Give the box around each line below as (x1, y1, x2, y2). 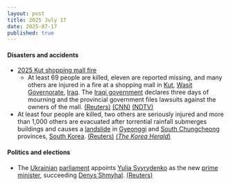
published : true (7, 29, 54, 37)
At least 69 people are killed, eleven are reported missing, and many (27, 73, 223, 82)
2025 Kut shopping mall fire (17, 66, 97, 75)
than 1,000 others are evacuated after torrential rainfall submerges (17, 118, 207, 126)
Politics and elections (7, 148, 71, 156)
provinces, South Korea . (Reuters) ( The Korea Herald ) (17, 132, 171, 140)
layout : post (7, 10, 45, 17)
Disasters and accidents (7, 50, 79, 59)
